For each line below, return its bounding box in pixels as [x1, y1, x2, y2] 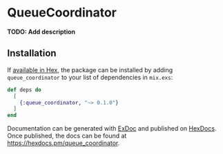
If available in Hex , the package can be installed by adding [7, 65, 173, 74]
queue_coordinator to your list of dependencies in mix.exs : [7, 73, 173, 81]
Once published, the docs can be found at [7, 132, 127, 140]
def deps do [7, 86, 41, 93]
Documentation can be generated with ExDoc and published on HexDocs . [7, 124, 217, 133]
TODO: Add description [7, 27, 76, 36]
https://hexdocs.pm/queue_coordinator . [7, 139, 120, 147]
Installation [7, 47, 57, 59]
